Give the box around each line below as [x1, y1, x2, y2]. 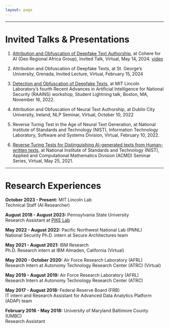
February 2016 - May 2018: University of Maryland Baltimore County [5, 307, 148, 313]
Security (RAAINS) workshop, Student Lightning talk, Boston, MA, [12, 91, 148, 97]
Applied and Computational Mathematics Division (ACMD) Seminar [12, 152, 151, 158]
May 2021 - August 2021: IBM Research [5, 242, 89, 248]
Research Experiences [5, 180, 102, 191]
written [12, 147, 28, 153]
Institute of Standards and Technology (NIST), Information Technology [12, 127, 158, 133]
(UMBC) [5, 312, 22, 319]
